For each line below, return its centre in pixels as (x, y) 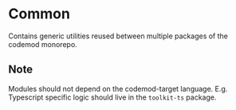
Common (39, 14)
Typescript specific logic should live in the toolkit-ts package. (112, 97)
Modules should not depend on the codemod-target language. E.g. (118, 88)
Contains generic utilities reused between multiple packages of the (118, 36)
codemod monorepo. (43, 44)
